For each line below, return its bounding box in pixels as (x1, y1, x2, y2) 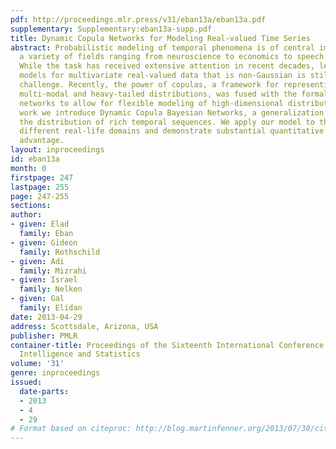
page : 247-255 (10, 191, 70, 201)
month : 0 (10, 163, 47, 173)
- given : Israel (10, 275, 78, 285)
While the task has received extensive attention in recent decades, (19, 61, 315, 71)
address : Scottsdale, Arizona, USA (10, 321, 159, 331)
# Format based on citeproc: (10, 424, 132, 434)
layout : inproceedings (10, 145, 105, 155)
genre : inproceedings (10, 368, 101, 378)
